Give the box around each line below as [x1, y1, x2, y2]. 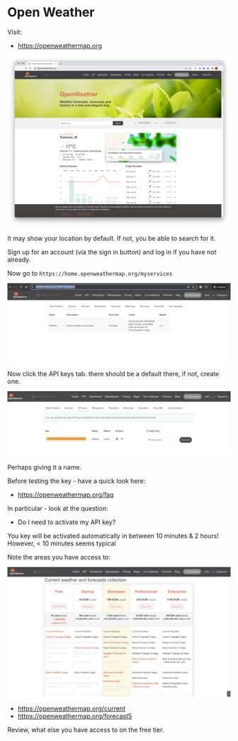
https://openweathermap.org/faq [17, 490, 114, 499]
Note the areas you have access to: [7, 553, 111, 561]
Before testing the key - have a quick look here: [7, 476, 146, 485]
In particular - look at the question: [7, 504, 108, 512]
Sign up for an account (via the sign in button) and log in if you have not [7, 247, 217, 256]
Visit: [7, 28, 23, 36]
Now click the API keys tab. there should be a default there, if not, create [7, 369, 220, 378]
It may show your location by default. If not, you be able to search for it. [7, 234, 216, 242]
